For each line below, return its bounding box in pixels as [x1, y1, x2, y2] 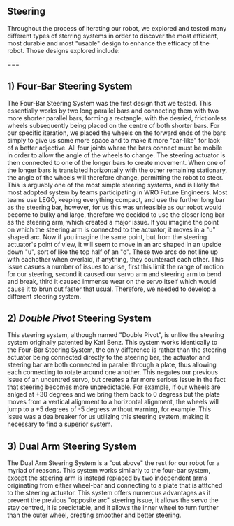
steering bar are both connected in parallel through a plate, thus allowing [7, 360, 217, 369]
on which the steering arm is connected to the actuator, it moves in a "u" [7, 225, 216, 234]
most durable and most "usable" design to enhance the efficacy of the [7, 38, 210, 48]
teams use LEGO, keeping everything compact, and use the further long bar [7, 195, 226, 204]
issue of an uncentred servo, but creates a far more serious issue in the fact [7, 376, 226, 384]
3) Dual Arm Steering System [7, 440, 137, 452]
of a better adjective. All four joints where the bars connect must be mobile [7, 143, 223, 152]
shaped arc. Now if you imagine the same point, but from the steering [7, 232, 207, 241]
